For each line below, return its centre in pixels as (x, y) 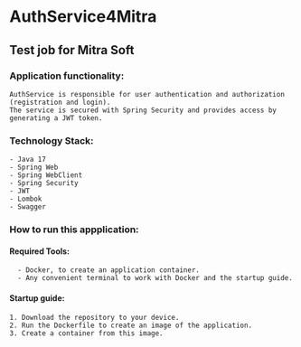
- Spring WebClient (46, 175)
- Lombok (26, 199)
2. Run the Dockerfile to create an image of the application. (131, 325)
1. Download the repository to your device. (94, 317)
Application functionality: (67, 76)
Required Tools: (40, 251)
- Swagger (28, 207)
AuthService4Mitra (83, 17)
